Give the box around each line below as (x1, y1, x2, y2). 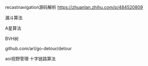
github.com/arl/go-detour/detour (5, 46, 72, 51)
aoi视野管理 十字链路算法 (5, 56, 56, 62)
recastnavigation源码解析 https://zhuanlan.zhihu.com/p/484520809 (5, 4, 143, 10)
